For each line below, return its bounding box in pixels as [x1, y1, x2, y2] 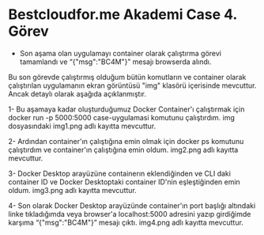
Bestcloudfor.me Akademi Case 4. [8, 6, 237, 24]
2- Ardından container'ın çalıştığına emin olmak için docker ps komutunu [8, 136, 244, 146]
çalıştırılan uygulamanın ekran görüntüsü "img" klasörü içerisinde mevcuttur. [8, 81, 257, 90]
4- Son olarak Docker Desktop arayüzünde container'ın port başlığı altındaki [8, 200, 256, 210]
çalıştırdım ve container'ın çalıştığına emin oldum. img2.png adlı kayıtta [8, 145, 239, 154]
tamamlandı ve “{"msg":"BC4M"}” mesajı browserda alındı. [19, 57, 212, 66]
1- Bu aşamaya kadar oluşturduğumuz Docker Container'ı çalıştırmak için [8, 104, 245, 114]
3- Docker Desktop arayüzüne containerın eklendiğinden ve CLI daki [8, 169, 232, 178]
